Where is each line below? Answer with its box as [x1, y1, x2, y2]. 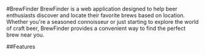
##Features [6, 43, 35, 50]
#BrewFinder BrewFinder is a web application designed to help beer [6, 5, 177, 12]
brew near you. [6, 31, 45, 38]
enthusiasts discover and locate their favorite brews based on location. [6, 12, 185, 19]
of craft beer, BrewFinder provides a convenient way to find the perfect [6, 24, 185, 32]
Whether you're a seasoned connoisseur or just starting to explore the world [6, 18, 199, 25]
